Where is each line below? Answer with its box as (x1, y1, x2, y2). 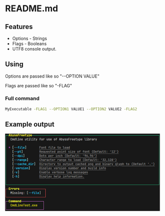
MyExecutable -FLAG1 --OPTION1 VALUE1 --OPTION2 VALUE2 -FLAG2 (5, 107, 137, 112)
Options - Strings (12, 35, 48, 41)
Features (5, 23, 33, 31)
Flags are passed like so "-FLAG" (5, 82, 72, 88)
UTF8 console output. (12, 46, 56, 52)
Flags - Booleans (12, 41, 47, 47)
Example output (5, 120, 55, 129)
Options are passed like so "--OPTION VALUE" (5, 73, 100, 79)
